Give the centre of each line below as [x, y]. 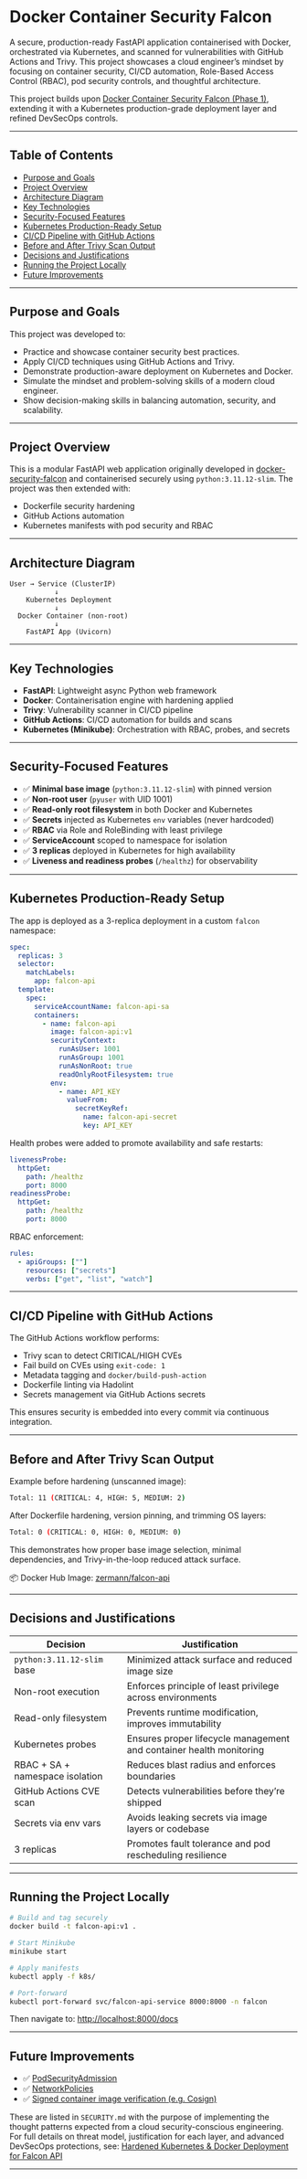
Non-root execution [57, 1691]
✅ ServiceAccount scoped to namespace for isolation [125, 840]
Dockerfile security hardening [79, 506]
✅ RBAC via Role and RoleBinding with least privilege [122, 830]
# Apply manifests [44, 1968]
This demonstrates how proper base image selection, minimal [126, 1549]
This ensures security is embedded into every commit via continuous [139, 1412]
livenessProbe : [38, 1159]
